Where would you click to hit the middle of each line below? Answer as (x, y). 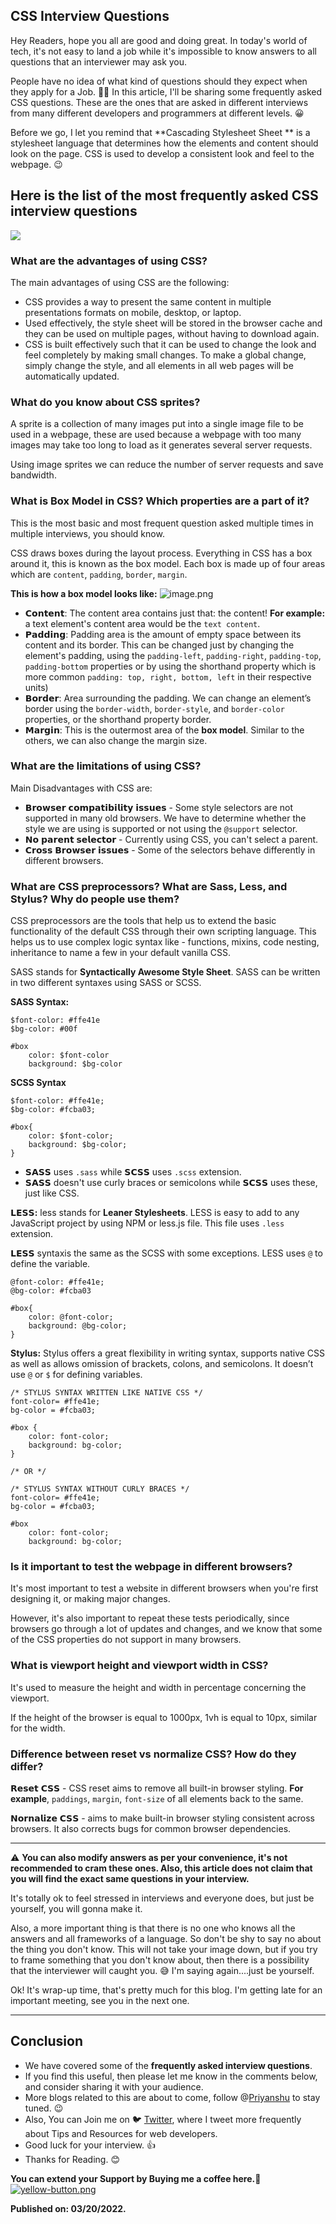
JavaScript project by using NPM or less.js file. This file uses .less (147, 1223)
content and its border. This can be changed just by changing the (159, 645)
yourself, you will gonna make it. (76, 1908)
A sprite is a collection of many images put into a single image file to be (157, 424)
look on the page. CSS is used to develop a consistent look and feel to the (162, 153)
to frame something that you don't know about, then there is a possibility (160, 1960)
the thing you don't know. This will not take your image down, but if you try (164, 1949)
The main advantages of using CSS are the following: (120, 282)
